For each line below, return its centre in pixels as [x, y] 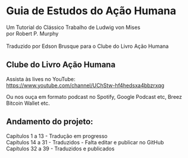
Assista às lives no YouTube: [41, 79]
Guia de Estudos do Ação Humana [91, 11]
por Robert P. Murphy [33, 33]
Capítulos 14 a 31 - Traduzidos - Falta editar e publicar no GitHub [85, 142]
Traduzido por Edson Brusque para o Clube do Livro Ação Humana [87, 46]
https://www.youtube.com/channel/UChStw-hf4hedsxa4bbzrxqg [85, 85]
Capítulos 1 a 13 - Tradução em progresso [57, 136]
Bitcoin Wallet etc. [28, 103]
